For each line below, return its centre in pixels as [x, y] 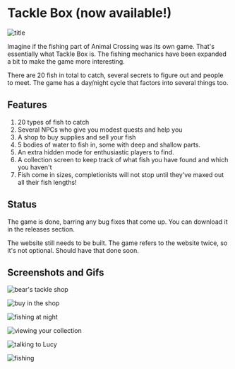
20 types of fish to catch [53, 122]
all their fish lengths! [47, 182]
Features [27, 105]
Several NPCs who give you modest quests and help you [100, 130]
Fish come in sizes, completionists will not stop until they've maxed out [121, 174]
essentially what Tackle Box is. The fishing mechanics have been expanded [117, 54]
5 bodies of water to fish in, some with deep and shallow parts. [109, 144]
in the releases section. [41, 229]
